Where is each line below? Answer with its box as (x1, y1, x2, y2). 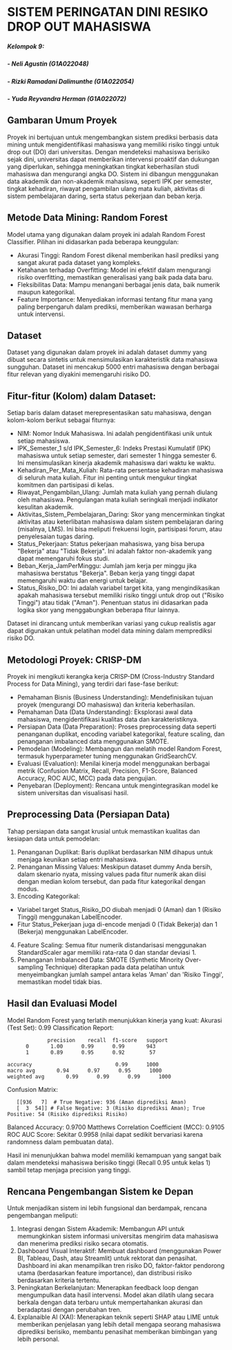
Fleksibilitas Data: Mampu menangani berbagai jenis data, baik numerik (17, 280, 220, 289)
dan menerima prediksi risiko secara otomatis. (17, 1239, 148, 1248)
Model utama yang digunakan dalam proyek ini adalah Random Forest (7, 230, 206, 239)
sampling (17, 963, 43, 971)
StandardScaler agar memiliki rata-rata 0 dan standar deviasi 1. (17, 948, 197, 956)
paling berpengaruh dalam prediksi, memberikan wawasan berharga (17, 302, 212, 311)
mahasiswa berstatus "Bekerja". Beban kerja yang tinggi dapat (17, 569, 195, 578)
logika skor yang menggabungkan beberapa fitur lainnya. (17, 606, 180, 614)
